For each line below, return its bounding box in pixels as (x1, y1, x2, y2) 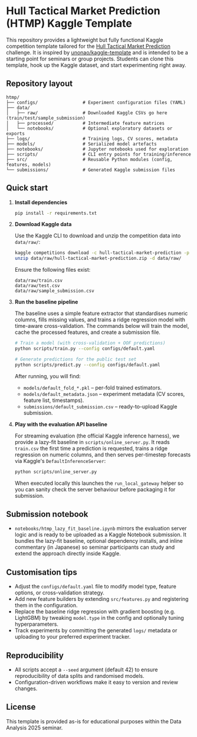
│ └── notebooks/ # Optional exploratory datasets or (6, 125, 173, 131)
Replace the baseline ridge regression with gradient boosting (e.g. (14, 608, 176, 615)
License (6, 702, 36, 712)
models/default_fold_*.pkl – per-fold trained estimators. (23, 384, 162, 391)
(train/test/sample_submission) (6, 115, 86, 121)
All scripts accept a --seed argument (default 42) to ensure (14, 666, 158, 673)
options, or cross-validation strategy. (14, 589, 105, 596)
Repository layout (6, 79, 73, 89)
